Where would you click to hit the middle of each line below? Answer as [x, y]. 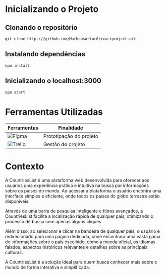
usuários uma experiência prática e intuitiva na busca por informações [77, 185]
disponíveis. [17, 201]
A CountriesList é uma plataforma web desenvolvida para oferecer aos [77, 180]
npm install [17, 66]
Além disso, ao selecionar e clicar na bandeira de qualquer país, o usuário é [83, 231]
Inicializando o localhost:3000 [53, 81]
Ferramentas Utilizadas [54, 112]
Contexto [25, 166]
